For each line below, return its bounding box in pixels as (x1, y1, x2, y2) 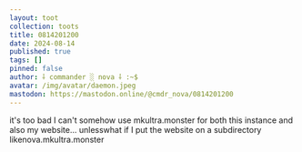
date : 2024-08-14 (9, 38, 75, 48)
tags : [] (9, 56, 43, 65)
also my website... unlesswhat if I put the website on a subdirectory (9, 124, 262, 135)
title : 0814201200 (9, 30, 79, 39)
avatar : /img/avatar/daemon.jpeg (9, 81, 136, 90)
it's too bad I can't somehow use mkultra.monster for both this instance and (9, 115, 294, 126)
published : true (9, 47, 71, 56)
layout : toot (9, 13, 59, 23)
